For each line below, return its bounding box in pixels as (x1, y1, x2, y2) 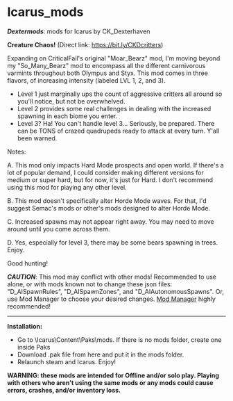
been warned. (17, 133, 58, 142)
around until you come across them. (7, 224, 110, 233)
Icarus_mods (7, 4, 84, 20)
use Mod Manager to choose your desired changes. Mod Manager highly (7, 295, 216, 303)
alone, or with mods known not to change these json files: (7, 279, 173, 288)
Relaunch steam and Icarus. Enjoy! (17, 357, 116, 366)
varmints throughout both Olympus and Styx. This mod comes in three (7, 69, 208, 77)
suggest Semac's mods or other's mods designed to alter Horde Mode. (7, 204, 210, 212)
